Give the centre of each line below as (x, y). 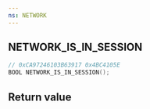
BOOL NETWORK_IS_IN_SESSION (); (59, 73)
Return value (40, 97)
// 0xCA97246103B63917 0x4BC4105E (64, 65)
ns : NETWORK (27, 15)
